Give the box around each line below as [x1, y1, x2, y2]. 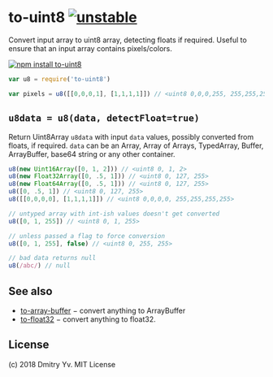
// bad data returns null [8, 254, 96, 262]
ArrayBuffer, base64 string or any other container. [8, 149, 176, 158]
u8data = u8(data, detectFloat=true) [8, 112, 200, 124]
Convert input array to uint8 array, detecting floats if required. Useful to [8, 35, 248, 45]
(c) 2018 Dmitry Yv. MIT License [8, 359, 116, 369]
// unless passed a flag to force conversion [8, 232, 165, 240]
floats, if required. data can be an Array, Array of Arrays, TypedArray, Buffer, [8, 141, 264, 150]
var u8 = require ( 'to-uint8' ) [8, 75, 111, 83]
